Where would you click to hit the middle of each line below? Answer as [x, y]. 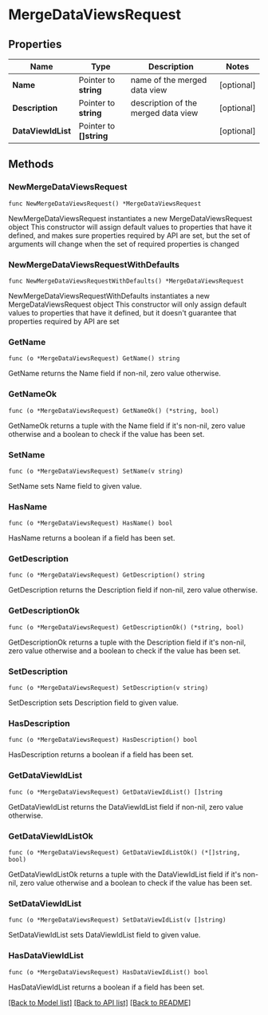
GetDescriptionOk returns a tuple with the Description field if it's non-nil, [127, 642]
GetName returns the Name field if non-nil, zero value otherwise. [115, 374]
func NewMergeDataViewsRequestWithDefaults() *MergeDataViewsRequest [126, 281]
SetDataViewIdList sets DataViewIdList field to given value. [104, 935]
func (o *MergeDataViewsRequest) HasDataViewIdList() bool [108, 972]
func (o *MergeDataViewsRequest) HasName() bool [91, 523]
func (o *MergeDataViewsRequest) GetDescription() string [106, 575]
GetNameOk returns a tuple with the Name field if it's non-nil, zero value [127, 426]
